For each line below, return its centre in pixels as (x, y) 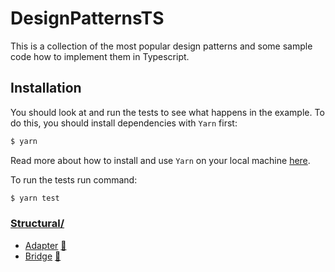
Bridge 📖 (43, 256)
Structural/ (37, 224)
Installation (46, 88)
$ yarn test (35, 198)
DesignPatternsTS (87, 18)
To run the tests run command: (74, 179)
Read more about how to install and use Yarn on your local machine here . (160, 160)
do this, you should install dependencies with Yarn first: (124, 123)
